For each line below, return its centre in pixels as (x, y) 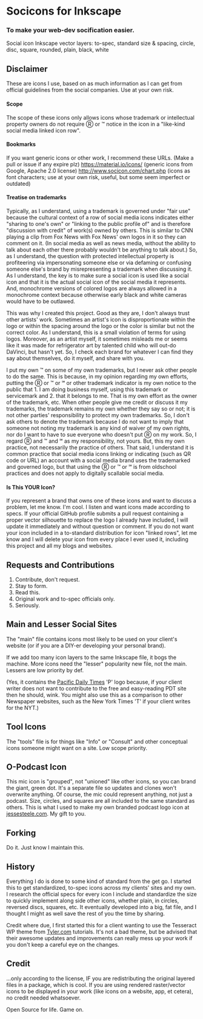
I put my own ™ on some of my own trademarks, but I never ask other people (102, 370)
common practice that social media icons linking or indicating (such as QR (99, 454)
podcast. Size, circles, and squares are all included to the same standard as (101, 801)
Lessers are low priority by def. (45, 670)
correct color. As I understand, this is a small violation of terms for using (96, 332)
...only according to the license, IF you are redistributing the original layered (101, 978)
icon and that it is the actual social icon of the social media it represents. (96, 282)
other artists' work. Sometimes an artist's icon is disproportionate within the (101, 319)
